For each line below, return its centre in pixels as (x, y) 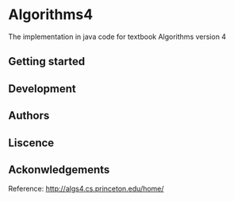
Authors (29, 116)
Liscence (31, 143)
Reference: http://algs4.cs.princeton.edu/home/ (86, 189)
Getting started (47, 62)
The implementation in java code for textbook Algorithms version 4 (117, 37)
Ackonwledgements (59, 170)
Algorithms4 (51, 15)
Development (42, 89)
